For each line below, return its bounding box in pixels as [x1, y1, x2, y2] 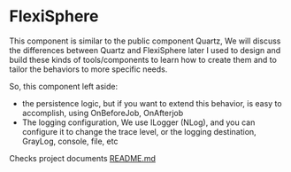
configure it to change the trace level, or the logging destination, [21, 126, 257, 137]
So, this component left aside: [9, 81, 118, 91]
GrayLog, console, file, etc [21, 136, 119, 146]
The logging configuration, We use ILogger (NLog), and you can [21, 117, 256, 128]
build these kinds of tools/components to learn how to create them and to [9, 54, 277, 65]
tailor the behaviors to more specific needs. [9, 64, 168, 74]
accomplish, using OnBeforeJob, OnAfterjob [21, 107, 184, 118]
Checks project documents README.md [9, 152, 157, 163]
